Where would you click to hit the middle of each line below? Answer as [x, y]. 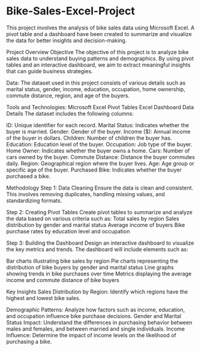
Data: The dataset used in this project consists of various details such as [96, 83]
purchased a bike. [28, 176]
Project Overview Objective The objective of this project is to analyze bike [97, 52]
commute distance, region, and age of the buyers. [68, 95]
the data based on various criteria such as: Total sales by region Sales [93, 218]
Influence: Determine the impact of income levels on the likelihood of [91, 335]
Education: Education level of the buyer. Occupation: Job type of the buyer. [99, 144]
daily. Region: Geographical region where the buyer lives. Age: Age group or [100, 163]
